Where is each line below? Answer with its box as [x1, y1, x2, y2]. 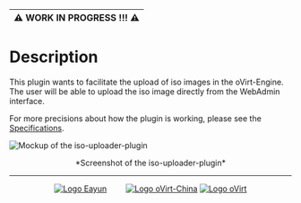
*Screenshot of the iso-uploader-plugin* [74, 157, 227, 168]
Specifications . [9, 122, 64, 133]
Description [9, 47, 99, 67]
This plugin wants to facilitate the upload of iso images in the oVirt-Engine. [9, 76, 284, 87]
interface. [9, 95, 45, 106]
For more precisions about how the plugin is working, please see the [9, 112, 262, 124]
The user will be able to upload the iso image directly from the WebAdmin [9, 85, 280, 97]
